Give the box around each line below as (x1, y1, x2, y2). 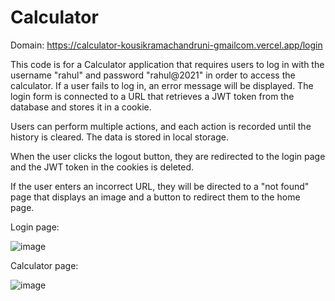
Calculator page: (10, 259, 79, 271)
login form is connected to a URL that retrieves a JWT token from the (10, 90, 295, 102)
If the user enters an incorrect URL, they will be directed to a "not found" (10, 180, 310, 192)
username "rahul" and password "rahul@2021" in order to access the (10, 69, 296, 81)
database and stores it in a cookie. (10, 101, 152, 113)
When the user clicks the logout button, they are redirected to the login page (10, 150, 326, 162)
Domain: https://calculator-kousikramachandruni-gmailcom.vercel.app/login (10, 39, 323, 51)
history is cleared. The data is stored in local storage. (10, 131, 230, 143)
